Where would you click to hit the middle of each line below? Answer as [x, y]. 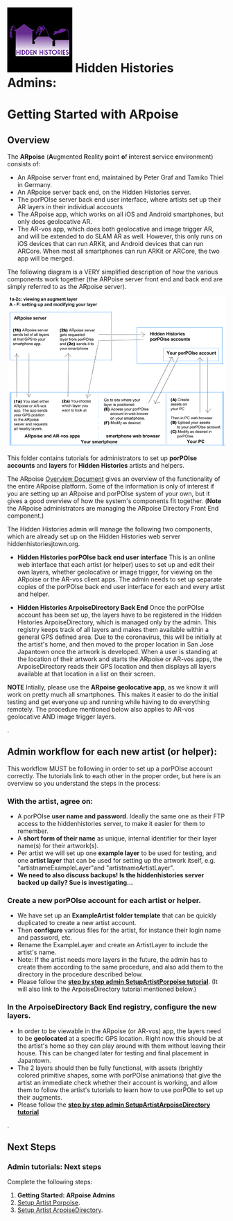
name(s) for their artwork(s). [58, 846]
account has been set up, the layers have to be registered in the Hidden [119, 615]
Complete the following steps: [50, 1182]
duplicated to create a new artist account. [77, 923]
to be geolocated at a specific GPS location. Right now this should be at [120, 1038]
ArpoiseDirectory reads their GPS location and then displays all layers [116, 666]
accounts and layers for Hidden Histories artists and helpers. [96, 465]
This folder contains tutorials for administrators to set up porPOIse [102, 458]
